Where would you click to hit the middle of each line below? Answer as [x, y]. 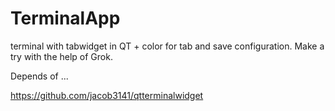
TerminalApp [65, 18]
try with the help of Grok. [61, 56]
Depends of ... [39, 76]
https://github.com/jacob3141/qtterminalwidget [107, 95]
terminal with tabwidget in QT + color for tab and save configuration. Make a [167, 46]
